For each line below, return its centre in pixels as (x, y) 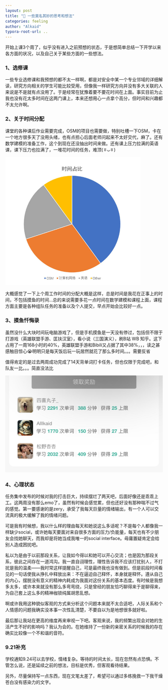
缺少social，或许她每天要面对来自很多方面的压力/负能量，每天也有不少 (82, 532)
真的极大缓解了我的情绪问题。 (40, 515)
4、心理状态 (20, 484)
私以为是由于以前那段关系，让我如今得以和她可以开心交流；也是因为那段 (79, 555)
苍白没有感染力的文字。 (29, 682)
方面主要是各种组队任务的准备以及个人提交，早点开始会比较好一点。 (75, 306)
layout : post (19, 11)
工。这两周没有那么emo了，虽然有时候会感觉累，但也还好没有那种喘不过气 (82, 503)
